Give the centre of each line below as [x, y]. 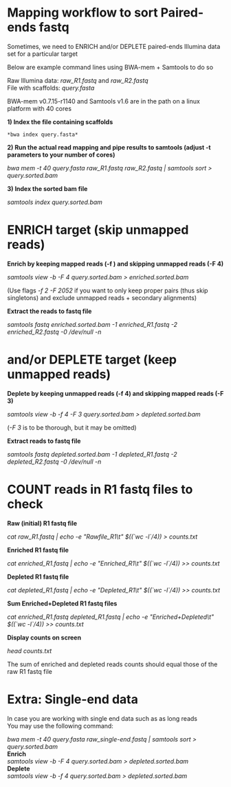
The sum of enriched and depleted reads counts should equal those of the [112, 664]
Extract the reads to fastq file [49, 311]
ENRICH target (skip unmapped [98, 230]
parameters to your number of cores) [61, 155]
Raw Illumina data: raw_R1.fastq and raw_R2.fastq [78, 80]
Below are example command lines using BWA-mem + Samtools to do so [110, 67]
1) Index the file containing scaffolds [60, 121]
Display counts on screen [44, 637]
